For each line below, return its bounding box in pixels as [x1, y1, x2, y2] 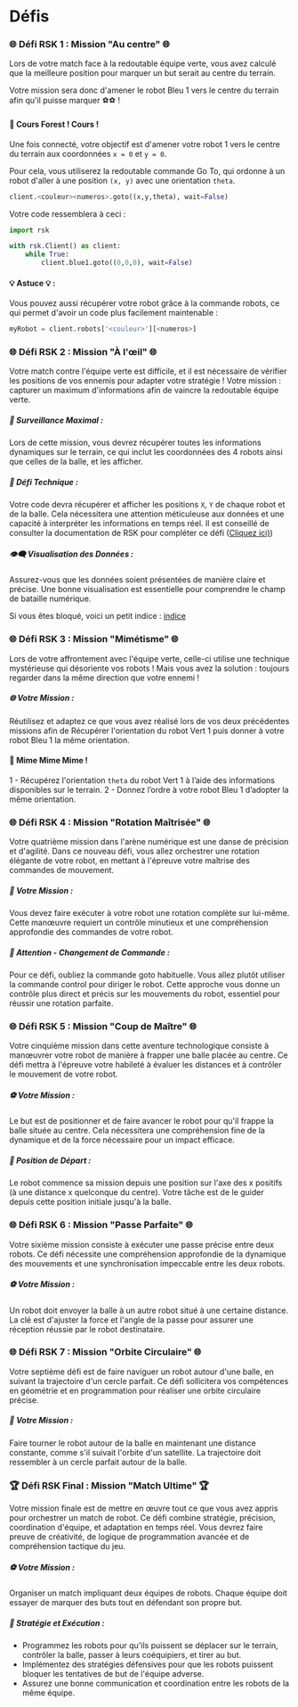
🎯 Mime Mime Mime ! [9, 755, 89, 766]
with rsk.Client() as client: [9, 242, 122, 251]
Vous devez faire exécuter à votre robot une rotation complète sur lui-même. [9, 908, 290, 919]
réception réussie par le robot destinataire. [9, 1324, 165, 1334]
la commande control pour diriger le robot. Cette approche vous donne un [9, 979, 280, 990]
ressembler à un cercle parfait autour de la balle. [9, 1456, 188, 1467]
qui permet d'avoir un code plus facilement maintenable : [9, 308, 219, 318]
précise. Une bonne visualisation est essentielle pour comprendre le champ [9, 584, 286, 595]
